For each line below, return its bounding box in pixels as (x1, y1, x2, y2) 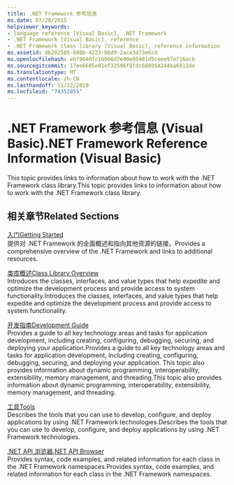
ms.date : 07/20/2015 (7, 17, 68, 24)
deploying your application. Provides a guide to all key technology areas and (7, 343, 226, 352)
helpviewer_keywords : (7, 23, 71, 30)
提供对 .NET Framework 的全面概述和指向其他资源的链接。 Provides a (7, 239, 206, 247)
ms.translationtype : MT (7, 68, 77, 75)
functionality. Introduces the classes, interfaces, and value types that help (7, 291, 219, 300)
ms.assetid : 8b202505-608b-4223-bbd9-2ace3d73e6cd (7, 50, 158, 57)
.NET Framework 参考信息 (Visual (7, 120, 203, 136)
